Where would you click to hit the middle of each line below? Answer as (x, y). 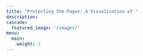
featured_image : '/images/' (46, 28)
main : (18, 38)
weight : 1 (29, 44)
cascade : (17, 22)
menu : (13, 33)
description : (22, 17)
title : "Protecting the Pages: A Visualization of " (72, 11)
